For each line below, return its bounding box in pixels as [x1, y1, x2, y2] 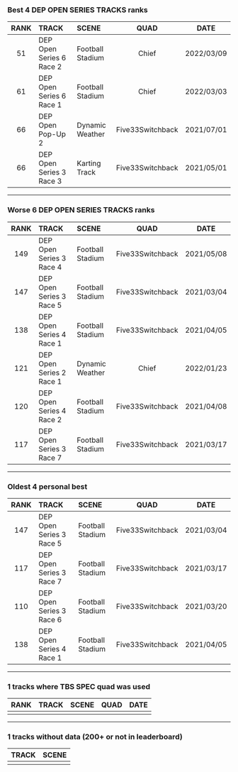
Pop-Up [38, 129, 66, 139]
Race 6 [38, 614, 62, 624]
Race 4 [38, 262, 62, 272]
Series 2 [38, 368, 67, 377]
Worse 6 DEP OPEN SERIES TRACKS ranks [7, 205, 155, 215]
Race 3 [38, 176, 62, 186]
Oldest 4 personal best [7, 481, 88, 491]
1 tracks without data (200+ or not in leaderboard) [7, 732, 183, 742]
